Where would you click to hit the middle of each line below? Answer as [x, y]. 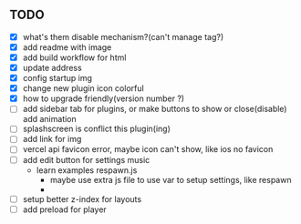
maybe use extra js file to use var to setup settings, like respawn [171, 179]
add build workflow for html [74, 57]
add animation [50, 119]
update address [52, 68]
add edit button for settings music [86, 159]
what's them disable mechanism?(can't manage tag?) [123, 36]
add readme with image [67, 47]
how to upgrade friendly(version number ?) [104, 98]
